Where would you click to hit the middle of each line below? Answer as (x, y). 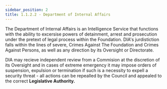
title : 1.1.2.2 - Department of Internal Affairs (58, 14)
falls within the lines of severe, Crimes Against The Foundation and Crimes (82, 44)
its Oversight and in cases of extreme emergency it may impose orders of (81, 65)
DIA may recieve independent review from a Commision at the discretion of (82, 59)
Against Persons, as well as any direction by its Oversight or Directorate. (79, 50)
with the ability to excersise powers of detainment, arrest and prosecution (81, 34)
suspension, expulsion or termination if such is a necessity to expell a (77, 70)
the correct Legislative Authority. (40, 81)
